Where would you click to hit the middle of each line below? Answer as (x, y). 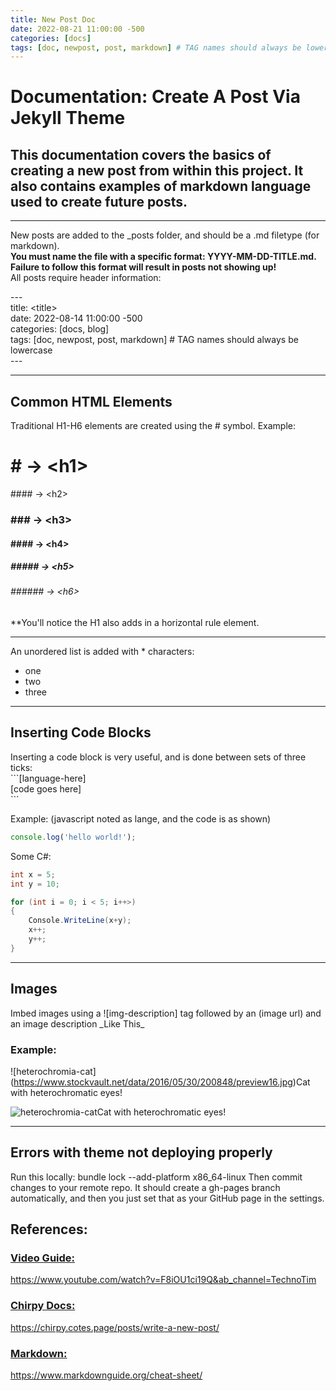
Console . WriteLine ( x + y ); (80, 921)
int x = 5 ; (33, 874)
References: (49, 1229)
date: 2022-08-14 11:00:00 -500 (76, 318)
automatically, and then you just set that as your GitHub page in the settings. (167, 1198)
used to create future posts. (99, 201)
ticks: (21, 767)
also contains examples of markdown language (161, 186)
